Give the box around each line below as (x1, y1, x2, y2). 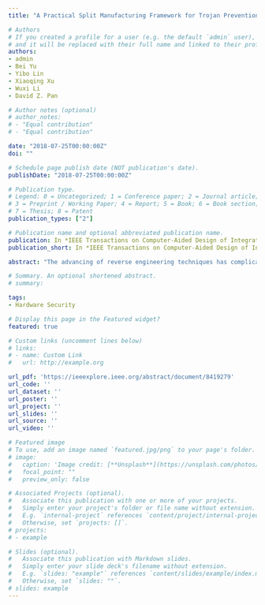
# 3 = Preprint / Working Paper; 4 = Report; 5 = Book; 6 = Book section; (8, 200, 259, 208)
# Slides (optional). (8, 547, 80, 556)
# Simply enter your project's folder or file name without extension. (8, 504, 256, 513)
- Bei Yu (8, 62, 37, 71)
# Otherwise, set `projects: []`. (8, 518, 129, 527)
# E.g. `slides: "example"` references (8, 570, 147, 578)
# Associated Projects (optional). (8, 490, 125, 498)
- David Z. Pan (8, 91, 58, 99)
